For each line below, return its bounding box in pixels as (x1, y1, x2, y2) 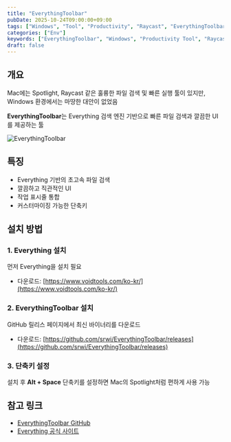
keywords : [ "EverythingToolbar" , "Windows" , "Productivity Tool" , (7, 36, 201, 43)
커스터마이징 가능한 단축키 (16, 201, 88, 210)
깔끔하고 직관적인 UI (16, 184, 71, 192)
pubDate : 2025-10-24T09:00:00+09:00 (7, 16, 112, 23)
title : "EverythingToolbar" (7, 10, 88, 17)
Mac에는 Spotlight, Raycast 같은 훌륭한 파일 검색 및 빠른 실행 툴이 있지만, (7, 89, 206, 97)
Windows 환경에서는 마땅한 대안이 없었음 (7, 97, 118, 105)
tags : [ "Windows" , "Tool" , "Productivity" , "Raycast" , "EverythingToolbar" (7, 23, 229, 30)
